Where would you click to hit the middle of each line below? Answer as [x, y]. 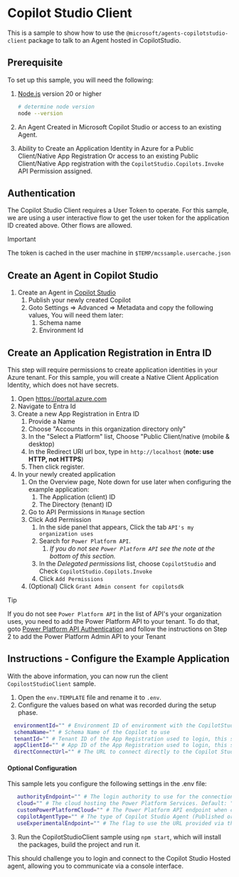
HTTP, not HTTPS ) [56, 459]
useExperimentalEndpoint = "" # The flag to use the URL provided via [120, 823]
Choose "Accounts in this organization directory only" [107, 429]
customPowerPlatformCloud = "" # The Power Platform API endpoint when [122, 810]
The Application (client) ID [77, 496]
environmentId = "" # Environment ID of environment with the [105, 725]
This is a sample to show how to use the [66, 33]
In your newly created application [67, 474]
